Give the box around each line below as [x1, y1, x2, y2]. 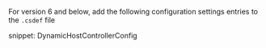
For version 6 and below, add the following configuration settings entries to [8, 7, 259, 16]
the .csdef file [8, 15, 55, 25]
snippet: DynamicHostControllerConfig [8, 31, 137, 40]
